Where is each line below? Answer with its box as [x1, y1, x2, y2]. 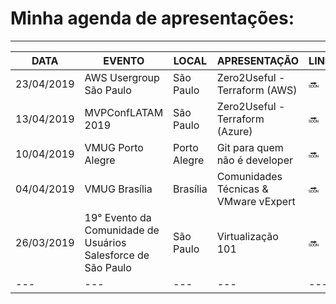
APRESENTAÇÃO [216, 53, 300, 67]
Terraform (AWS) [216, 83, 298, 97]
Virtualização [216, 229, 279, 243]
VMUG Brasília [84, 182, 153, 196]
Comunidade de [84, 223, 160, 237]
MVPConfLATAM [84, 105, 164, 119]
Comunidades [216, 169, 283, 183]
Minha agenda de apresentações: [10, 7, 295, 30]
